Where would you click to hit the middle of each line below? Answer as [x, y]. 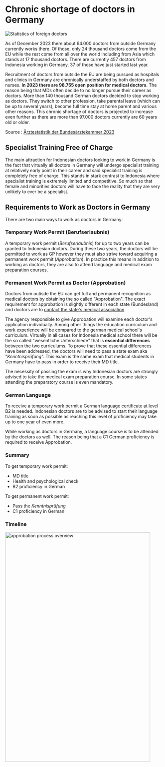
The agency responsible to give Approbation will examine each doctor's [79, 319]
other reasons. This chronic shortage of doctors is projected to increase [79, 112]
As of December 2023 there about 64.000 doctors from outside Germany [81, 43]
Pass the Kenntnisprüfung [39, 506]
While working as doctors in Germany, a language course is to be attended [82, 432]
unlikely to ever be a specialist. [37, 192]
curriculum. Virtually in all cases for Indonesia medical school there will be [82, 335]
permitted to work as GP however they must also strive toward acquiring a [81, 254]
